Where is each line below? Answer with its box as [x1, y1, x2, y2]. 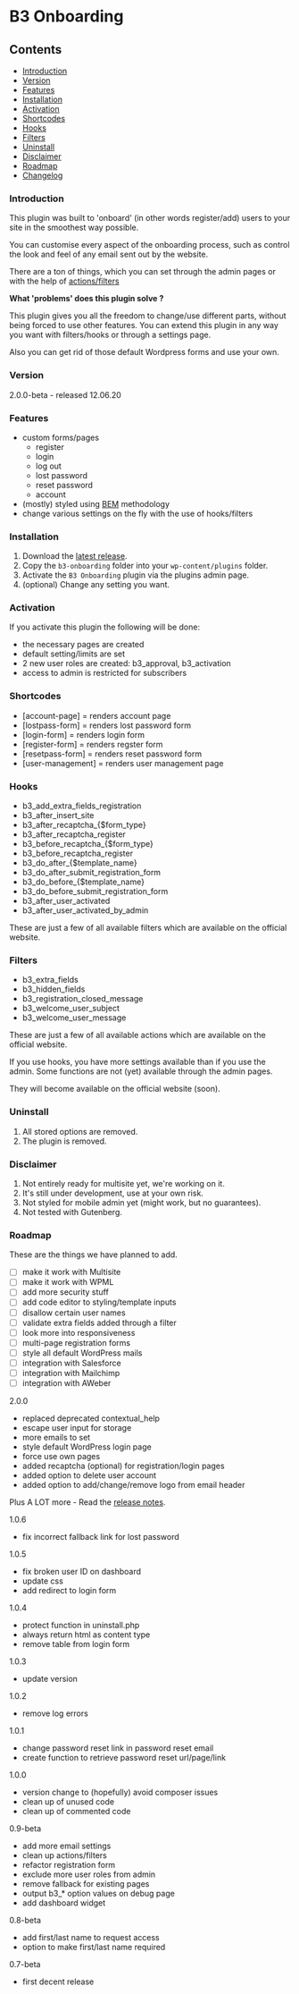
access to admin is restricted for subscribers [21, 668, 187, 679]
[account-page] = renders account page [21, 710, 171, 721]
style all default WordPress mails [21, 1348, 143, 1358]
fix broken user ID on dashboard [21, 1567, 141, 1577]
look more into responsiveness [21, 1327, 136, 1338]
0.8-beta [9, 1915, 42, 1926]
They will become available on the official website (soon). [9, 1084, 220, 1094]
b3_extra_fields [21, 975, 79, 985]
